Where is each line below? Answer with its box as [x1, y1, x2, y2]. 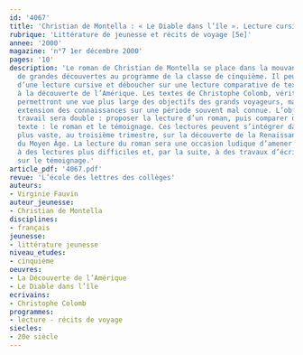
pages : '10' [9, 55, 54, 64]
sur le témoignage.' [17, 155, 95, 165]
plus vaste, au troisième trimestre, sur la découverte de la [17, 131, 256, 140]
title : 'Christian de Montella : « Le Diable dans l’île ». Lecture [9, 22, 272, 31]
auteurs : [9, 182, 42, 191]
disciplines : [9, 214, 59, 224]
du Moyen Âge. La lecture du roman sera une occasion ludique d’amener [17, 139, 293, 148]
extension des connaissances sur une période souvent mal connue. [17, 106, 272, 115]
